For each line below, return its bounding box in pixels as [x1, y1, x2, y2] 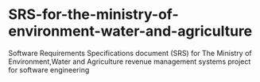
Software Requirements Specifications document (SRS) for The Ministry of [8, 48, 252, 58]
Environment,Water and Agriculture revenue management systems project [8, 57, 251, 66]
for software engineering [8, 65, 90, 74]
